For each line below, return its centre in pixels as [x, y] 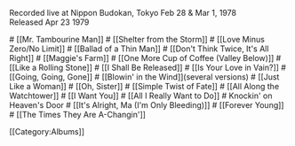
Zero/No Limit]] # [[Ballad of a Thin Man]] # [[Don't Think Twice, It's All [139, 49]
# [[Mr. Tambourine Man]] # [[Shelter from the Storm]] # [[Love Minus [137, 39]
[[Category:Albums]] [47, 131]
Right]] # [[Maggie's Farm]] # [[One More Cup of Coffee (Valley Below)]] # [145, 58]
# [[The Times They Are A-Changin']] [78, 115]
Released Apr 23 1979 [49, 22]
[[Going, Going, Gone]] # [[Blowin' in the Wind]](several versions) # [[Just [144, 77]
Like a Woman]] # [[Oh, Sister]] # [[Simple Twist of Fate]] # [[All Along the [144, 86]
